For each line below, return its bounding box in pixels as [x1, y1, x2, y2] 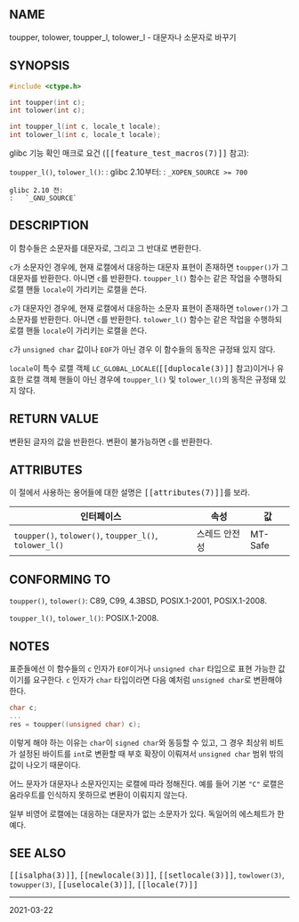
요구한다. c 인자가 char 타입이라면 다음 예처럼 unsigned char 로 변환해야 [32, 675, 283, 685]
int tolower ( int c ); [9, 106, 86, 115]
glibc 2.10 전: [9, 186, 64, 195]
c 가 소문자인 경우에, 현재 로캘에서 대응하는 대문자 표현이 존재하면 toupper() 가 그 [9, 262, 289, 272]
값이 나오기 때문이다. [9, 759, 81, 770]
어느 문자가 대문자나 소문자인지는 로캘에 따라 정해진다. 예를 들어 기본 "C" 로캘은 [9, 778, 285, 789]
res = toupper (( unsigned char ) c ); [9, 720, 141, 729]
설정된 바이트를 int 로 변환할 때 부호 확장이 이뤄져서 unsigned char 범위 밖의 [18, 748, 284, 759]
